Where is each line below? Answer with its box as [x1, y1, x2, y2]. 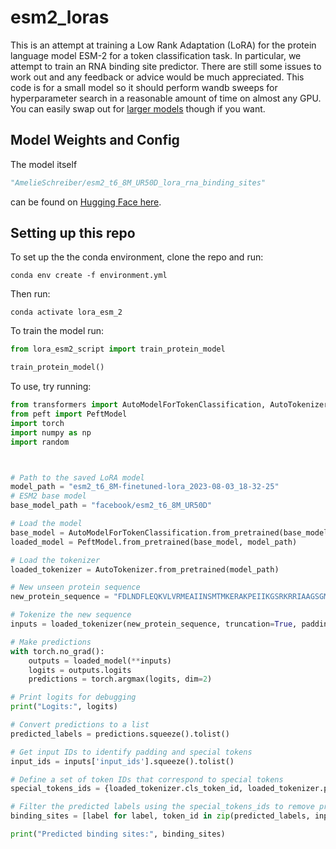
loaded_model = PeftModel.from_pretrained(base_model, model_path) [10, 537, 298, 547]
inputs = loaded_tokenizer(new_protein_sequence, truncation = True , [10, 619, 298, 630]
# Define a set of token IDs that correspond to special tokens [10, 774, 284, 785]
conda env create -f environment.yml [10, 271, 168, 281]
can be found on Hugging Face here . [10, 196, 162, 208]
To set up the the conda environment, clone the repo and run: [10, 251, 264, 263]
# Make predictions [10, 637, 92, 647]
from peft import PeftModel [10, 409, 128, 420]
